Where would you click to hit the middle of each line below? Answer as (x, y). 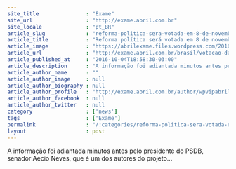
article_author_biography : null (56, 86)
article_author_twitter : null (56, 105)
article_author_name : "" (53, 72)
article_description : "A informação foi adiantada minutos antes (114, 66)
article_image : (48, 46)
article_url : (48, 53)
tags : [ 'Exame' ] (64, 118)
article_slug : (48, 33)
